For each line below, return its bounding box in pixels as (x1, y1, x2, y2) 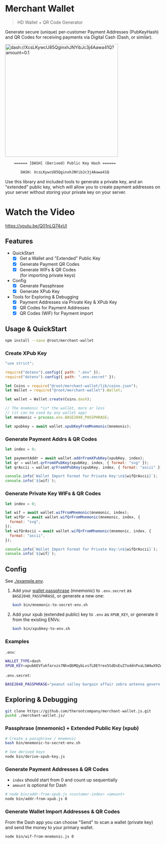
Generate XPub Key (19, 288, 60, 294)
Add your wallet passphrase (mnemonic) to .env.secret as (12, 588, 132, 593)
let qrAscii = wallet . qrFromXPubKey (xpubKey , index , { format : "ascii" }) (5, 465, 163, 470)
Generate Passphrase (19, 283, 64, 289)
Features (5, 237, 33, 246)
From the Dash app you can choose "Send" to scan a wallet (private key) (5, 819, 153, 825)
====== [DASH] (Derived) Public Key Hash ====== (14, 161, 116, 166)
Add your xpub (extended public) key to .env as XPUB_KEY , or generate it (12, 611, 158, 617)
